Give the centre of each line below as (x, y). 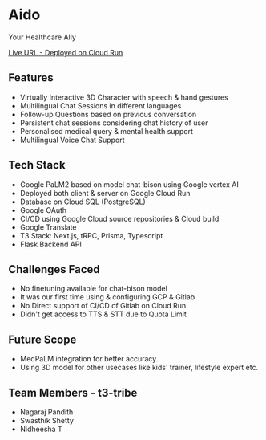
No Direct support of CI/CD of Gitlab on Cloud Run (103, 306)
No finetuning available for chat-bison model (94, 289)
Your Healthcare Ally (42, 37)
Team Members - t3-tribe (73, 392)
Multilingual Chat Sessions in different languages (101, 105)
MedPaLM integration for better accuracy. (89, 359)
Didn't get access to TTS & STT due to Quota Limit (103, 314)
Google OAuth (43, 210)
